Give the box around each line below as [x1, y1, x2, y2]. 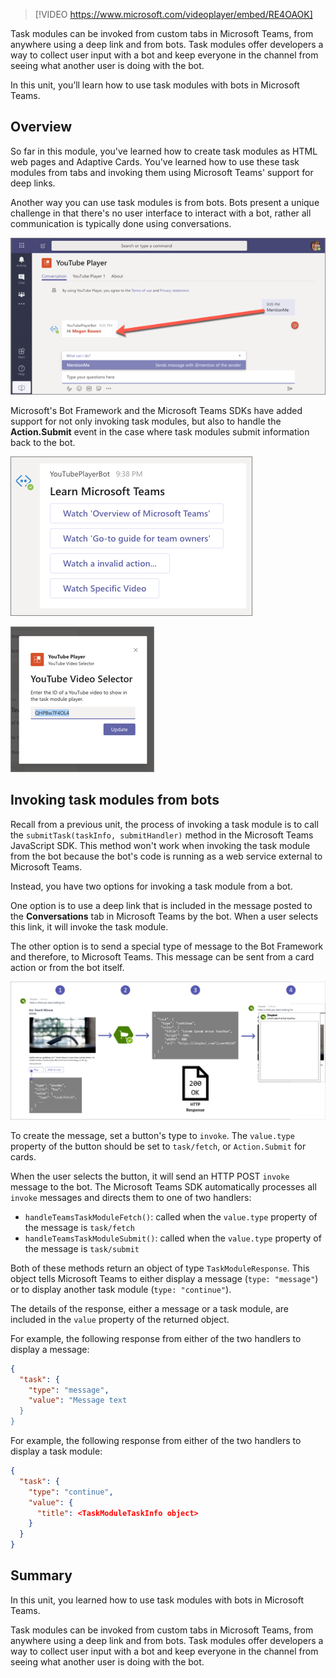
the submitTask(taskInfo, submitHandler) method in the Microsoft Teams [10, 829, 314, 841]
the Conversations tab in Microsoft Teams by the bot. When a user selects [10, 910, 319, 922]
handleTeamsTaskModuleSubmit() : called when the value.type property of [24, 1232, 322, 1244]
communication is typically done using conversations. [10, 217, 232, 229]
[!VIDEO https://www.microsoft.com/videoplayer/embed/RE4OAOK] [34, 9, 313, 20]
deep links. [10, 177, 56, 189]
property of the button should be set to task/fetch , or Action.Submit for [10, 1140, 307, 1152]
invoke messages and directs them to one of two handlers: [10, 1191, 252, 1203]
